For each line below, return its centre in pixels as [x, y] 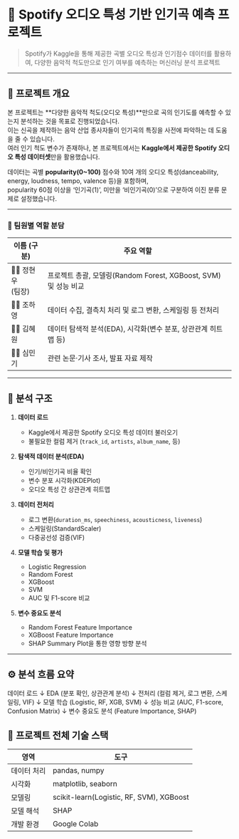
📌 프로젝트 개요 [38, 94]
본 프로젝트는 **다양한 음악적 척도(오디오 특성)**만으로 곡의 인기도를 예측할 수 [116, 112]
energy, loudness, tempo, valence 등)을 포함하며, [78, 181]
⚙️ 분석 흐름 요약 [41, 675]
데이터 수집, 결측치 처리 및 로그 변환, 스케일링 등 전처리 [133, 311]
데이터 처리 [28, 771]
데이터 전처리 [36, 504]
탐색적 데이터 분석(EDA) [51, 456]
